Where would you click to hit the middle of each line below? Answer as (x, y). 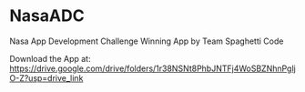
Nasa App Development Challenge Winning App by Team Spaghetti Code (147, 41)
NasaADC (47, 16)
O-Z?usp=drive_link (46, 77)
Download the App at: (50, 58)
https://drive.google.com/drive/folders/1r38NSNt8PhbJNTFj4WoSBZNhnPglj (152, 68)
